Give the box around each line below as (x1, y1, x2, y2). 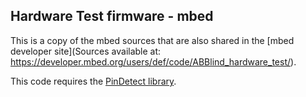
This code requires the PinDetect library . (10, 75, 177, 87)
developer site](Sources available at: (10, 45, 162, 57)
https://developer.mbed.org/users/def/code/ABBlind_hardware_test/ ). (10, 55, 297, 68)
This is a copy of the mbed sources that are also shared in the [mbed (10, 34, 295, 46)
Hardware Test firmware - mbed (10, 8, 214, 25)
